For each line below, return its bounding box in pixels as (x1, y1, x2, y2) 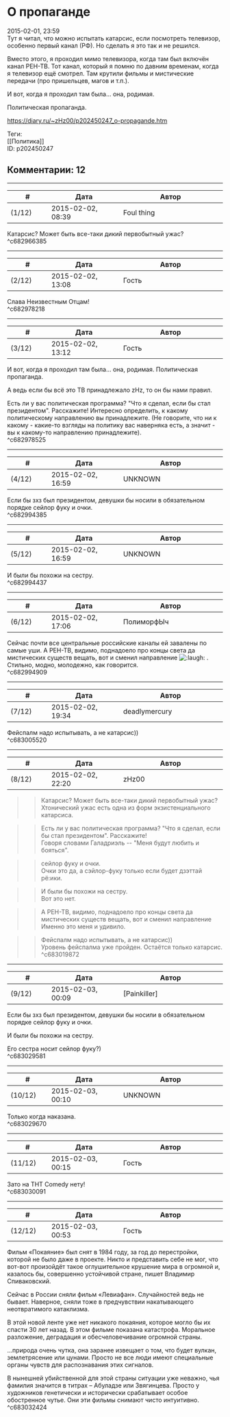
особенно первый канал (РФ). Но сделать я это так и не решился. (7, 41, 201, 49)
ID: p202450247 (7, 144, 53, 152)
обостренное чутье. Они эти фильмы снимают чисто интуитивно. (7, 1396, 200, 1404)
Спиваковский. (7, 1277, 51, 1285)
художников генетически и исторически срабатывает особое (7, 1388, 188, 1396)
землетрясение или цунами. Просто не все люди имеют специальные (7, 1353, 214, 1361)
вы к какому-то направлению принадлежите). (7, 428, 142, 436)
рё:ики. (40, 874, 63, 882)
